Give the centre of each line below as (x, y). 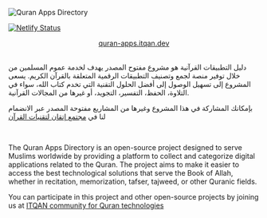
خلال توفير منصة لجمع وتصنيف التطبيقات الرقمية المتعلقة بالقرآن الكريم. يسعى (124, 75)
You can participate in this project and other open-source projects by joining (133, 197)
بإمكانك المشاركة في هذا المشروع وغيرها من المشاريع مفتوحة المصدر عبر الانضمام (131, 108)
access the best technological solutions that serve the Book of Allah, (121, 173)
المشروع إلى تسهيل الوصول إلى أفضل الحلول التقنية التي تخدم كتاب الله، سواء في (130, 84)
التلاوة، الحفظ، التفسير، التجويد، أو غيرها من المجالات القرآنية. (99, 93)
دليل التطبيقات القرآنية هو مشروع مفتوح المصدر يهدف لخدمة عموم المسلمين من (128, 67)
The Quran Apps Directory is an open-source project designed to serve (126, 147)
